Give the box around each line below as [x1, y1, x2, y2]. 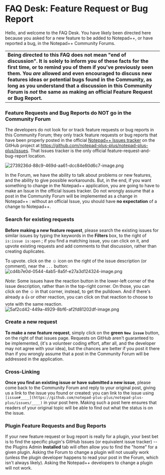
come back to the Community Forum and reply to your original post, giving [5, 385, 156, 391]
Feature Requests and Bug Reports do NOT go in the [5, 109, 132, 116]
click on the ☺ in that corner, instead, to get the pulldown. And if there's [5, 288, 151, 294]
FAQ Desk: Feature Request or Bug [5, 3, 148, 14]
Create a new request [5, 318, 57, 325]
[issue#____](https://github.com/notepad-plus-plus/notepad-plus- [5, 396, 144, 400]
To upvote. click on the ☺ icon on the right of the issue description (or [5, 258, 147, 264]
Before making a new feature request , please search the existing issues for [5, 227, 159, 233]
